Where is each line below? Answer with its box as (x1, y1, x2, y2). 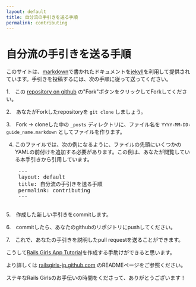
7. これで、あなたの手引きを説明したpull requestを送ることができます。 (6, 236, 184, 244)
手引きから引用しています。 (25, 156, 93, 163)
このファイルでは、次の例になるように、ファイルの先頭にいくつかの (14, 141, 182, 148)
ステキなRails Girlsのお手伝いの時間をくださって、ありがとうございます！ (6, 274, 186, 282)
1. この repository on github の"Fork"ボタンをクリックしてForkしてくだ (6, 88, 182, 95)
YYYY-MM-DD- (161, 122, 191, 128)
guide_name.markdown (6, 129, 58, 136)
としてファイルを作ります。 (58, 129, 126, 136)
